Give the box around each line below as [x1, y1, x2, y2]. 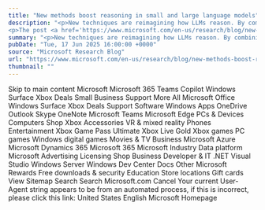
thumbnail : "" [8, 63, 55, 71]
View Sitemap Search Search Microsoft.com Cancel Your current [8, 176, 218, 186]
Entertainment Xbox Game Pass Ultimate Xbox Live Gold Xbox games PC [8, 126, 245, 135]
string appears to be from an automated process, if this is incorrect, [29, 184, 250, 193]
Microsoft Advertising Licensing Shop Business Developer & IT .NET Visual [8, 151, 251, 160]
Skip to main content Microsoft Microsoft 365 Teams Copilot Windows [8, 84, 237, 94]
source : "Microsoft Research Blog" [8, 48, 125, 56]
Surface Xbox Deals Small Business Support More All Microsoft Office [8, 92, 235, 102]
